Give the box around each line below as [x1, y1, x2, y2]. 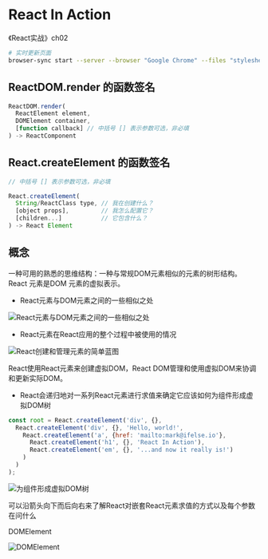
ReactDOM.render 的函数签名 [8, 81, 156, 94]
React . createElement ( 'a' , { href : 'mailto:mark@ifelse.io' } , [22, 431, 227, 439]
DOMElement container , [15, 117, 91, 125]
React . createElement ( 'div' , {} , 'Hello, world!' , [15, 423, 183, 432]
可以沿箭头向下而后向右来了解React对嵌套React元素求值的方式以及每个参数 [8, 501, 256, 510]
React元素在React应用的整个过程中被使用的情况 [19, 329, 177, 339]
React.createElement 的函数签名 [8, 156, 171, 169]
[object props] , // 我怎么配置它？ [15, 207, 154, 215]
